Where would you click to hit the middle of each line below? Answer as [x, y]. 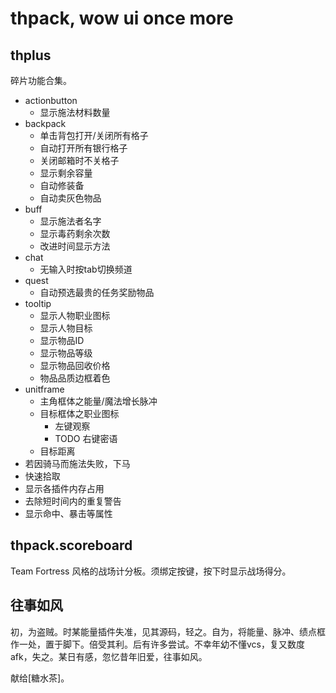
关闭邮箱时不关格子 [79, 160]
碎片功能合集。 [41, 80]
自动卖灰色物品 [70, 198]
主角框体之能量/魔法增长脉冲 [98, 401]
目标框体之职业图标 [79, 413]
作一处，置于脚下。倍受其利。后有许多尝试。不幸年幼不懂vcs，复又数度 [157, 644]
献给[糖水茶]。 [40, 678]
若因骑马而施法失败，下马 [77, 463]
